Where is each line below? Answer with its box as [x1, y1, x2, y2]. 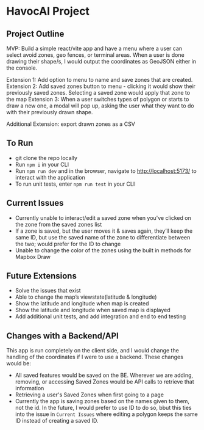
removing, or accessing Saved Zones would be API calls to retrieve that [15, 378, 195, 385]
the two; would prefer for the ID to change [15, 240, 121, 247]
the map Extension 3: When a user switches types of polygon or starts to [6, 96, 189, 103]
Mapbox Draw [15, 253, 51, 260]
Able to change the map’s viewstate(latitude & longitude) [15, 293, 157, 301]
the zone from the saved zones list [15, 220, 102, 228]
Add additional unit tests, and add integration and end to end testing [15, 313, 186, 320]
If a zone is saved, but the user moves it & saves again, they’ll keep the [15, 227, 193, 235]
